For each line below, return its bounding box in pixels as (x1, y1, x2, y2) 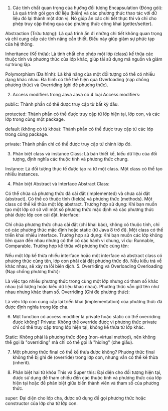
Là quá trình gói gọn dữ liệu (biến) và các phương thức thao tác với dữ (12, 10, 157, 16)
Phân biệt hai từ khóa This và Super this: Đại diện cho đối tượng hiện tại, (12, 369, 161, 375)
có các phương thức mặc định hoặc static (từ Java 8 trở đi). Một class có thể (5, 227, 163, 233)
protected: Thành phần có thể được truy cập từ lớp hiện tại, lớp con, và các (5, 111, 160, 117)
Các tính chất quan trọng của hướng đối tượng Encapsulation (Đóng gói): (12, 5, 163, 11)
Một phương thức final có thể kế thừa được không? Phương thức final (12, 349, 155, 355)
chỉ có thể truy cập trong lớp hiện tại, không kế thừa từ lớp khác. (12, 324, 145, 330)
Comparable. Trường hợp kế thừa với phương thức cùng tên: (5, 243, 129, 249)
